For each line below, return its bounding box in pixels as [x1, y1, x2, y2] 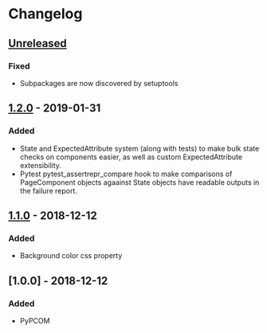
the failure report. [19, 186, 78, 195]
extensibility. [19, 160, 62, 170]
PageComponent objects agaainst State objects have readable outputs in [19, 177, 260, 187]
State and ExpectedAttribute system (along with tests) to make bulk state [19, 143, 260, 153]
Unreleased [8, 37, 68, 50]
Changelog [8, 5, 83, 23]
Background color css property [19, 251, 123, 261]
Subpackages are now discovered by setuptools [19, 78, 179, 88]
